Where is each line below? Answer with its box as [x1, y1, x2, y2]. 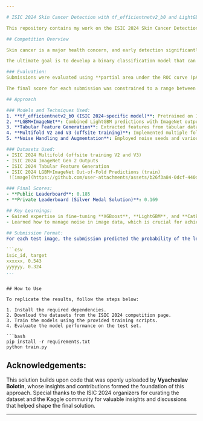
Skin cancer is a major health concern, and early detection [6, 47, 164, 53]
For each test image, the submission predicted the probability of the [6, 236, 190, 242]
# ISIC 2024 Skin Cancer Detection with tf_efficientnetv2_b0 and [6, 14, 177, 20]
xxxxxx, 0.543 [6, 258, 42, 264]
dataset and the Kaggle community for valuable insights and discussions [6, 396, 187, 403]
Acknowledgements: [6, 360, 86, 370]
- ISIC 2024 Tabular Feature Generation [6, 163, 110, 170]
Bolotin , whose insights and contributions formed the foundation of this [6, 383, 184, 390]
